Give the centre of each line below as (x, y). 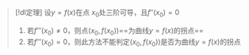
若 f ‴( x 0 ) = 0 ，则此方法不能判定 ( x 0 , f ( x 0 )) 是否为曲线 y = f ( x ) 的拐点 (134, 42)
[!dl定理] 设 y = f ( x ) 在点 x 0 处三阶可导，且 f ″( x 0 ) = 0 (97, 13)
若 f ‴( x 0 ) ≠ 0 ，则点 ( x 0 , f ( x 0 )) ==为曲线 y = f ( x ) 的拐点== (115, 31)
